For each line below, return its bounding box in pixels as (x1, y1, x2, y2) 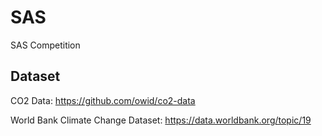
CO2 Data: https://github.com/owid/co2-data (10, 94, 196, 106)
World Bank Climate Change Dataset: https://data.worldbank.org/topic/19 (10, 114, 312, 126)
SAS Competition (10, 39, 81, 51)
